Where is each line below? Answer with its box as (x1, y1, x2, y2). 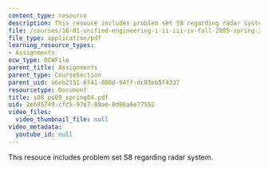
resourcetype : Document (8, 85, 88, 94)
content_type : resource (8, 11, 88, 20)
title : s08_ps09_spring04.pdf (8, 93, 109, 101)
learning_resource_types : (8, 42, 94, 49)
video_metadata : (8, 123, 62, 131)
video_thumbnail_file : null (15, 116, 109, 124)
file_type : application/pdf (8, 34, 102, 42)
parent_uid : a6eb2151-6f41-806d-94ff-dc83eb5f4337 (8, 78, 180, 86)
